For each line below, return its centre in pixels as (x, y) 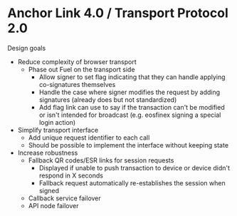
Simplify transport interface (58, 130)
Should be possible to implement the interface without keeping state (128, 145)
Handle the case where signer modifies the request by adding (130, 92)
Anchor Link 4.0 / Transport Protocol (118, 13)
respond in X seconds (71, 175)
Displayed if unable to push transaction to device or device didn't (134, 168)
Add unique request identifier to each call (89, 138)
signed (49, 190)
